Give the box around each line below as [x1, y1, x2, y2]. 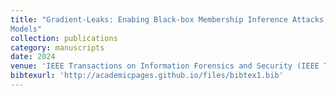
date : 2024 [10, 52, 56, 62]
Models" [10, 24, 43, 34]
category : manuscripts [10, 42, 105, 53]
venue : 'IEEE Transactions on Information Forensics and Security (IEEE [10, 61, 320, 71]
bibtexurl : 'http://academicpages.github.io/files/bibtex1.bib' [10, 71, 284, 81]
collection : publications [10, 33, 118, 43]
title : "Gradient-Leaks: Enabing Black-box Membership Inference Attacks [10, 14, 325, 25]
